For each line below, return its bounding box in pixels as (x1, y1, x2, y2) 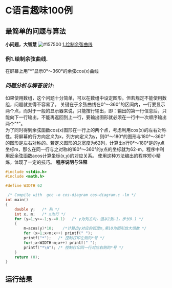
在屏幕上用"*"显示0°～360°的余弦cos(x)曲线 (5, 68, 99, 74)
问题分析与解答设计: (5, 82, 55, 89)
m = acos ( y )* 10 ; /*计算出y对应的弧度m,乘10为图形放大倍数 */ (24, 226, 147, 231)
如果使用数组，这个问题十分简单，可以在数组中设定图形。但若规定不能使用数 (5, 94, 167, 101)
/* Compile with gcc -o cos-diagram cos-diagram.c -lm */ (7, 193, 137, 198)
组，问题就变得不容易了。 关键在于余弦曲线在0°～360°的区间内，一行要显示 (5, 101, 165, 107)
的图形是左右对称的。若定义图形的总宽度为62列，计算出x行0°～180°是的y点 (5, 140, 165, 146)
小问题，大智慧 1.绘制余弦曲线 (5, 42, 93, 47)
